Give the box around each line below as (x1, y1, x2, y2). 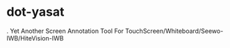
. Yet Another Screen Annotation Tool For (6, 27, 124, 35)
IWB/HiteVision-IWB (6, 34, 64, 42)
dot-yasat (6, 4, 65, 20)
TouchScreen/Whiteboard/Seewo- (125, 27, 224, 35)
